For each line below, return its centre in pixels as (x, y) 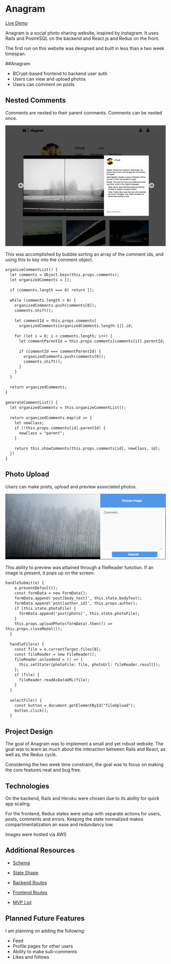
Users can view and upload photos (49, 79)
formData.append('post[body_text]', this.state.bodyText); (78, 598)
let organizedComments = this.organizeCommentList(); (68, 407)
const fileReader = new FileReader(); (55, 654)
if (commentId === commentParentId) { (60, 351)
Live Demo (17, 23)
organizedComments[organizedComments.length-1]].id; (76, 326)
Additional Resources (40, 850)
